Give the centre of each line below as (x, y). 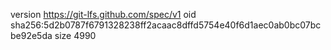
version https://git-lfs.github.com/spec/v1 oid (103, 14)
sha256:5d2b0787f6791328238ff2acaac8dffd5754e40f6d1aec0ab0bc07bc (166, 25)
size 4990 (75, 35)
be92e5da (31, 35)
